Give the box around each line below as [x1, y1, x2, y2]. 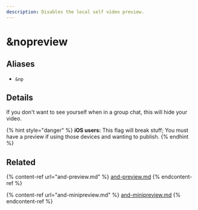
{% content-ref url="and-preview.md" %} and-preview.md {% [6, 173, 161, 180]
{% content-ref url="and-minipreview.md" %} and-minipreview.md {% [6, 191, 181, 199]
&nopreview [6, 34, 68, 48]
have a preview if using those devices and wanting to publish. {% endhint [6, 133, 189, 140]
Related [6, 157, 36, 167]
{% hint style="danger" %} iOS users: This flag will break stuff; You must [6, 126, 189, 134]
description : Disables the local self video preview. [6, 8, 145, 15]
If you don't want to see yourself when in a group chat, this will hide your [6, 108, 188, 116]
